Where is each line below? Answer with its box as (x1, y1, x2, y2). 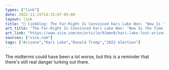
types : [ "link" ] (5, 7, 39, 12)
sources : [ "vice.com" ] (5, 35, 53, 40)
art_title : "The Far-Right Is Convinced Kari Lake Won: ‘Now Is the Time (5, 26, 163, 31)
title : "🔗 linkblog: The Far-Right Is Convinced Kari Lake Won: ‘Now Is (5, 21, 161, 26)
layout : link (5, 16, 33, 21)
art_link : (5, 30, 26, 35)
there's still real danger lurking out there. (5, 58, 90, 65)
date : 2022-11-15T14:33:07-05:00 (5, 12, 75, 17)
